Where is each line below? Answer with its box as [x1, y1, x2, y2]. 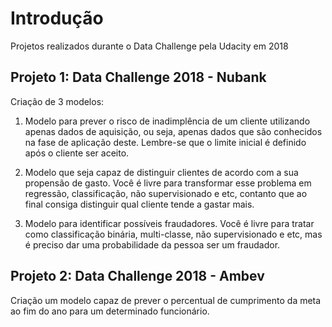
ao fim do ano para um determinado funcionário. [10, 305, 210, 317]
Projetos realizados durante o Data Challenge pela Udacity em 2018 [10, 40, 289, 52]
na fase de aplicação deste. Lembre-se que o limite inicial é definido [24, 136, 307, 148]
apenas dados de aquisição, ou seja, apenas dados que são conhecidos [24, 125, 323, 137]
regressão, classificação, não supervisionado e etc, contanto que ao [24, 187, 308, 199]
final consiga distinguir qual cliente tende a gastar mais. [24, 198, 255, 210]
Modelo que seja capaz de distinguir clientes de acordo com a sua [24, 166, 299, 178]
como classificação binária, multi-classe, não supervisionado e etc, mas [24, 228, 323, 240]
